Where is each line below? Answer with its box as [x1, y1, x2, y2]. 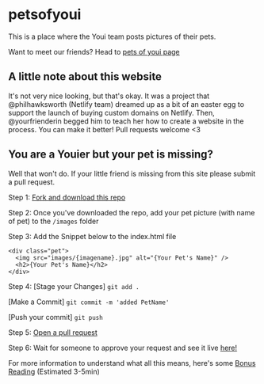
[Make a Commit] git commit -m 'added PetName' [8, 297, 170, 306]
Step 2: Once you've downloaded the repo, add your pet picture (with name [8, 207, 255, 217]
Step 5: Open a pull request [8, 327, 98, 337]
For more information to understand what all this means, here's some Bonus [8, 358, 256, 367]
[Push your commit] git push [8, 312, 103, 321]
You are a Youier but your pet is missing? [8, 148, 214, 162]
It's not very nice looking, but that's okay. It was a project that [8, 91, 210, 101]
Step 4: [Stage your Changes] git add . [8, 281, 140, 291]
